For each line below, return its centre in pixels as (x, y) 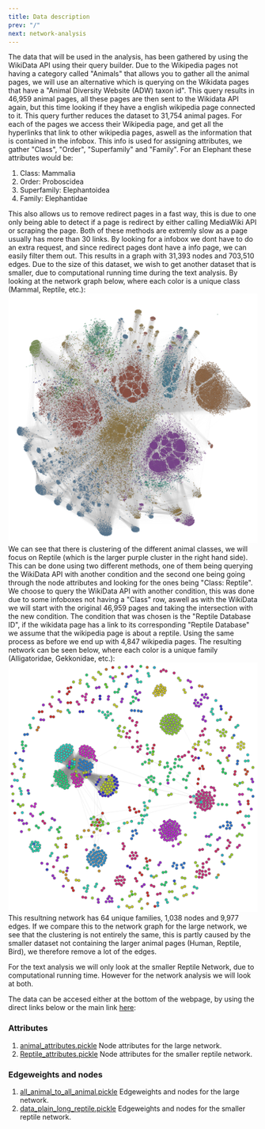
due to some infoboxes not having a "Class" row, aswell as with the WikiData (133, 600)
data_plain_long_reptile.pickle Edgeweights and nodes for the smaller (132, 1108)
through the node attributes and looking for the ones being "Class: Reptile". (131, 583)
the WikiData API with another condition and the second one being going (127, 574)
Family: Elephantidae (54, 199)
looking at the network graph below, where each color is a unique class (124, 281)
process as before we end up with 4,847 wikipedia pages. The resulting (125, 642)
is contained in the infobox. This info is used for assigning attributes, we (125, 141)
